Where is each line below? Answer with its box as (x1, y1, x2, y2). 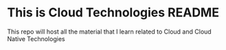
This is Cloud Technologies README (7, 5, 220, 21)
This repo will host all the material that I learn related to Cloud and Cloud (7, 27, 212, 36)
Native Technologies (7, 34, 65, 42)
